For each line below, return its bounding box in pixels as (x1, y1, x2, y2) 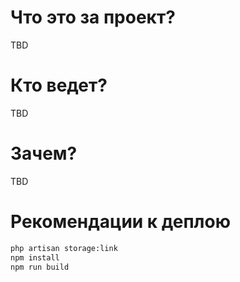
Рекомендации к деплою (10, 211, 231, 233)
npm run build (10, 262, 70, 272)
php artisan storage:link (10, 243, 118, 253)
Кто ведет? (10, 74, 108, 97)
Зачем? (10, 142, 78, 165)
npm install (10, 252, 60, 263)
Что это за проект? (10, 6, 176, 29)
